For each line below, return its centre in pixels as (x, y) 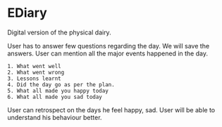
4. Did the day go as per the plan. (61, 85)
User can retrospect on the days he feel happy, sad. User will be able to (111, 109)
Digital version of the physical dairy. (59, 32)
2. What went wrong (36, 72)
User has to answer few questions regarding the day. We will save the (109, 46)
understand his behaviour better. (55, 117)
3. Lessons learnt (34, 79)
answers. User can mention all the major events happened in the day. (107, 53)
